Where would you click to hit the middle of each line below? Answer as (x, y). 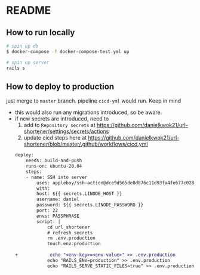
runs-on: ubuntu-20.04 (54, 166)
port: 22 (47, 211)
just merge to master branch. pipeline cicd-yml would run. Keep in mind (94, 101)
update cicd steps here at (55, 138)
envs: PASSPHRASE (58, 216)
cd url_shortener (69, 227)
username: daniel (58, 200)
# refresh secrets (70, 233)
